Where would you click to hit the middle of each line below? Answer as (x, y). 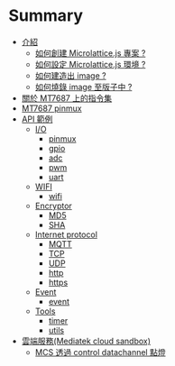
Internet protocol (66, 234)
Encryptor (54, 206)
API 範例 (37, 119)
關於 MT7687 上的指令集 (67, 98)
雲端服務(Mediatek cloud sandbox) (86, 341)
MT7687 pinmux (51, 108)
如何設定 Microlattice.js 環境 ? (90, 64)
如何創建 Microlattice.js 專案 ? (90, 53)
